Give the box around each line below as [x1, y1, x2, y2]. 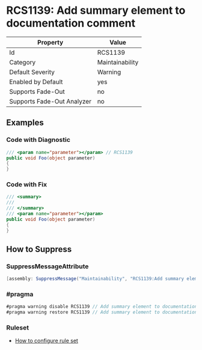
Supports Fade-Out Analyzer [9, 97, 92, 105]
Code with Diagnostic [6, 136, 71, 144]
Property [37, 38, 64, 46]
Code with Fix [6, 180, 47, 189]
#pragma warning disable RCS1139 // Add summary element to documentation [6, 304, 198, 310]
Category [9, 58, 36, 66]
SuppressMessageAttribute [6, 262, 89, 271]
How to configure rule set [14, 337, 78, 345]
